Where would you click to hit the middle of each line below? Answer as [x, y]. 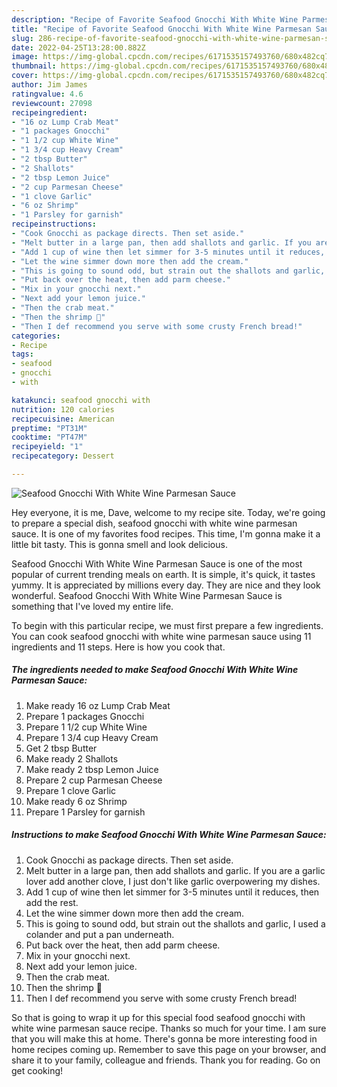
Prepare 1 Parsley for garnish [85, 812]
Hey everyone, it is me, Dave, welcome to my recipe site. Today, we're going [168, 512]
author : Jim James [49, 85]
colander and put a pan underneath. [100, 934]
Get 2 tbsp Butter [61, 748]
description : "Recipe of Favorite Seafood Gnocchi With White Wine [155, 19]
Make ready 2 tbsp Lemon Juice [92, 769]
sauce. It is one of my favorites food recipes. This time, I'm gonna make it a [166, 533]
